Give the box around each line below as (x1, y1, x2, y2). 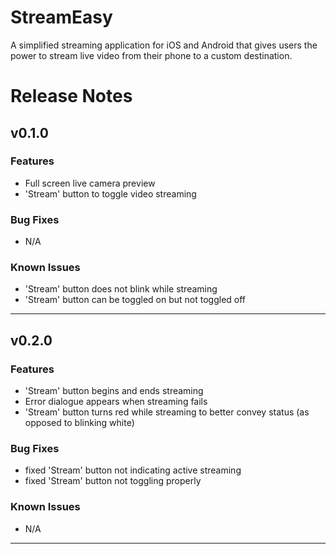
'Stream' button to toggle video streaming (24, 187, 197, 200)
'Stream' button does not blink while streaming (24, 283, 218, 295)
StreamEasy (10, 6, 113, 29)
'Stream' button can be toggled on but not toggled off (24, 294, 247, 306)
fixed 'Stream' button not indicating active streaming (24, 464, 242, 476)
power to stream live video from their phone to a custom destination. (10, 49, 293, 61)
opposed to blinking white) (24, 417, 135, 429)
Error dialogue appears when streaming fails (24, 396, 208, 408)
